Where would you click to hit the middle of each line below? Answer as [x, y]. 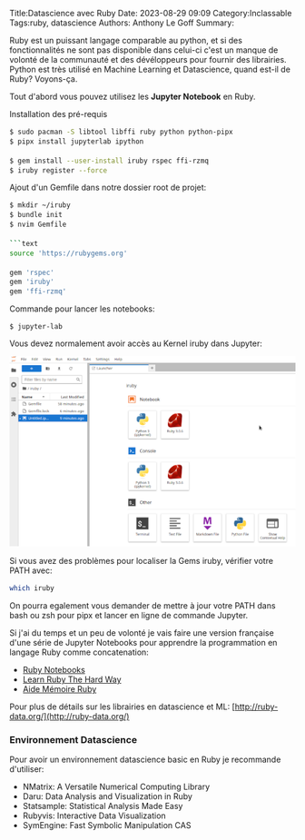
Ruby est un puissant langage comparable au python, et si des [126, 40]
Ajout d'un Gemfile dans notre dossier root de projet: [108, 188]
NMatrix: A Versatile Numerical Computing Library [116, 787]
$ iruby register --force [58, 170]
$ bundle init [36, 215]
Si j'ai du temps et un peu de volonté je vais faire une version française [142, 633]
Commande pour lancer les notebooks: [82, 309]
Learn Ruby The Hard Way [72, 679]
